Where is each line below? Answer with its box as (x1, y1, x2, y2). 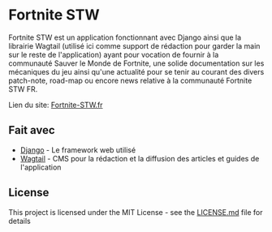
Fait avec (8, 123, 55, 137)
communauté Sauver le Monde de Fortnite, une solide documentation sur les (8, 58, 265, 68)
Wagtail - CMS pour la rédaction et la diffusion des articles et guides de (19, 153, 260, 163)
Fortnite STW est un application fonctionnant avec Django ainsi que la (8, 32, 242, 42)
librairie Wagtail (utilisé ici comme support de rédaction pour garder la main (8, 41, 261, 50)
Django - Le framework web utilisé (19, 144, 136, 155)
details (8, 216, 31, 226)
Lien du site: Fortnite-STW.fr (8, 100, 103, 110)
